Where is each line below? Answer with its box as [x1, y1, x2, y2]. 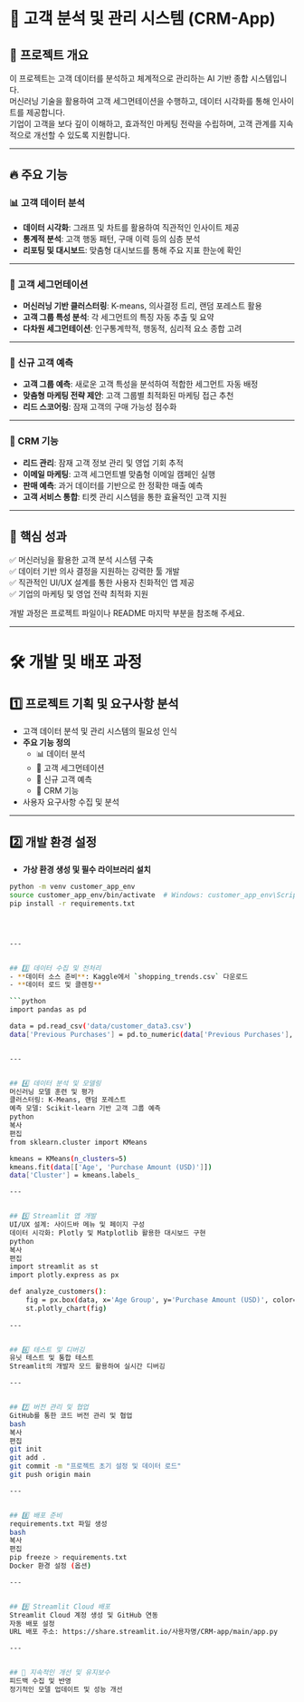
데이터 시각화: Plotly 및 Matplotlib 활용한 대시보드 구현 [9, 1228, 206, 1237]
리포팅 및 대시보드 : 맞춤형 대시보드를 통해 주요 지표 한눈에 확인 [22, 244, 242, 255]
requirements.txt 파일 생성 [9, 1519, 108, 1529]
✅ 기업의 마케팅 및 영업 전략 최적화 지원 [9, 589, 149, 600]
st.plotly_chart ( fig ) [25, 1304, 107, 1313]
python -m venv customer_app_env [9, 882, 136, 892]
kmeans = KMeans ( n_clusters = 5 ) [9, 1154, 128, 1163]
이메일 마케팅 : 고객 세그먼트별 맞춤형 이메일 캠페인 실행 [22, 468, 215, 479]
